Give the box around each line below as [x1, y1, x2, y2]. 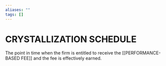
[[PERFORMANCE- [122, 50, 161, 56]
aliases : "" [5, 7, 30, 12]
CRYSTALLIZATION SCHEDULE [5, 33, 137, 45]
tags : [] [5, 12, 24, 17]
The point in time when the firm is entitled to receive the [5, 50, 121, 56]
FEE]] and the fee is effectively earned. [21, 55, 102, 61]
